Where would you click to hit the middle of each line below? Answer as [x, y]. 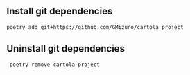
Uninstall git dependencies [66, 49]
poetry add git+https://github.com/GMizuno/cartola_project [95, 27]
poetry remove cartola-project [54, 65]
